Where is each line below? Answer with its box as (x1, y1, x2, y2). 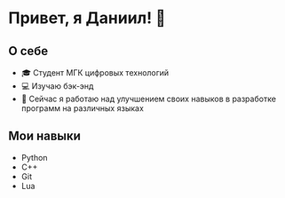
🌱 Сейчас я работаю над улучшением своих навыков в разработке (20, 93, 277, 104)
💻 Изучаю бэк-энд (20, 81, 94, 91)
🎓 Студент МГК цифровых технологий (20, 67, 170, 78)
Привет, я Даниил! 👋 (8, 8, 166, 28)
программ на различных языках (20, 103, 144, 114)
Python (20, 152, 48, 162)
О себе (8, 44, 49, 59)
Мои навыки (8, 129, 82, 144)
